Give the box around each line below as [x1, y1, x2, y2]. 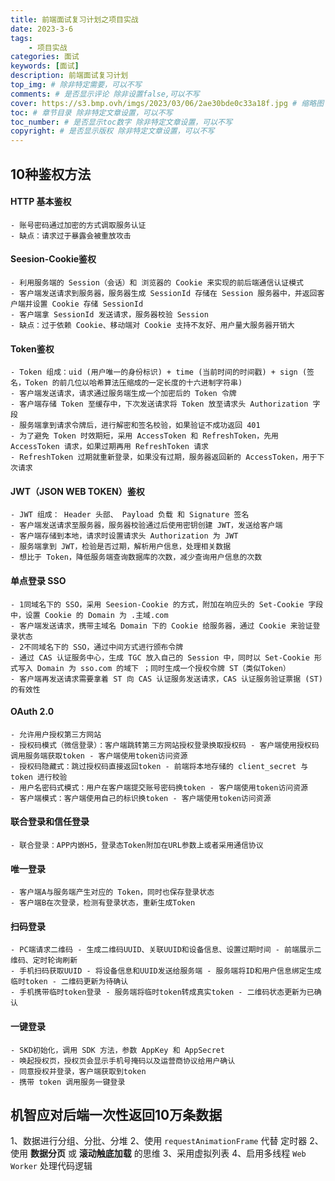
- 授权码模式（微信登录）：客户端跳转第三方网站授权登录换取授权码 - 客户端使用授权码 [10, 740, 320, 750]
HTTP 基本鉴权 [10, 196, 72, 208]
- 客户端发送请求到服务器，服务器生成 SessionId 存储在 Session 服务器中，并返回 [10, 288, 318, 298]
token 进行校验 [10, 772, 68, 782]
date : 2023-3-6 [10, 24, 74, 34]
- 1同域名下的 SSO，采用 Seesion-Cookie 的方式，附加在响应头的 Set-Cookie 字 [10, 599, 317, 610]
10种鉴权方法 [10, 166, 92, 183]
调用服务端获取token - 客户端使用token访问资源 [10, 751, 188, 761]
